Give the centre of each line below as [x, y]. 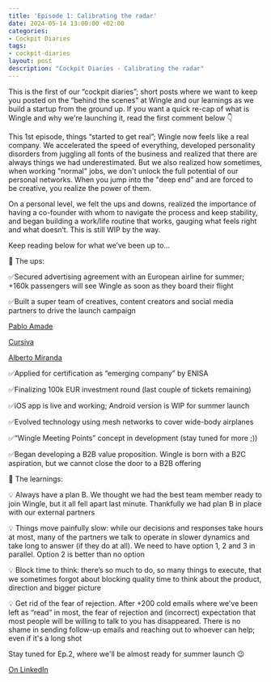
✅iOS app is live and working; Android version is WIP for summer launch [129, 405]
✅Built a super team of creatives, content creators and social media [121, 301]
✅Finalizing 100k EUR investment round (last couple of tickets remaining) [130, 389]
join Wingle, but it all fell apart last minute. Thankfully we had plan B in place [135, 503]
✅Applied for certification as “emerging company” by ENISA [108, 373]
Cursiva [21, 341]
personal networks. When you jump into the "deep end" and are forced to [131, 180]
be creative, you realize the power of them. [80, 188]
